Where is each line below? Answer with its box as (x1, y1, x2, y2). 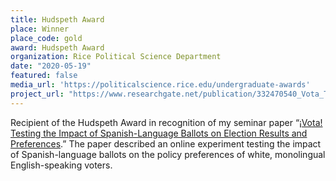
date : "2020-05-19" (10, 61, 92, 71)
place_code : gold (10, 33, 83, 43)
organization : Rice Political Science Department (10, 52, 222, 62)
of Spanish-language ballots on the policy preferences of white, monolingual (10, 148, 326, 160)
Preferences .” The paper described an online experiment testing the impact (10, 137, 322, 150)
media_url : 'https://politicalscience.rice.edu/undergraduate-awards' (10, 80, 311, 90)
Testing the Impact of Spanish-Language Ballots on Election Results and (10, 127, 308, 139)
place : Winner (10, 24, 70, 34)
